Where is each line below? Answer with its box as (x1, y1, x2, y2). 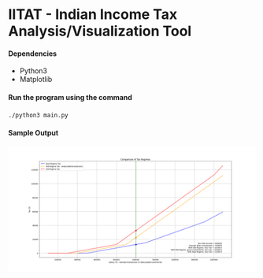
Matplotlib (19, 75, 53, 84)
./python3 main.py (8, 111, 69, 119)
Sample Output (8, 128, 59, 138)
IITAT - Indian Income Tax (8, 6, 178, 24)
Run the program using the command (8, 92, 132, 102)
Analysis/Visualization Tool (8, 22, 192, 40)
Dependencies (8, 49, 57, 58)
